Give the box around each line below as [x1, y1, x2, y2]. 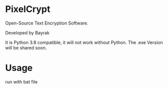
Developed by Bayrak [5, 29, 50, 35]
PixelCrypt [5, 3, 50, 15]
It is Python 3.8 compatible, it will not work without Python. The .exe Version [5, 39, 163, 45]
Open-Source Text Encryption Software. [5, 20, 89, 26]
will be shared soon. [5, 44, 47, 50]
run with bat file [5, 78, 38, 84]
